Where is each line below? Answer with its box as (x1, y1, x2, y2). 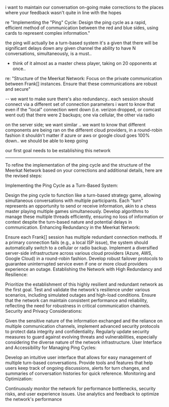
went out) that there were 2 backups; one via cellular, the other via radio (5, 112, 155, 118)
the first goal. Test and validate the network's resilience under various (5, 287, 150, 293)
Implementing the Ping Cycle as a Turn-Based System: (5, 182, 118, 188)
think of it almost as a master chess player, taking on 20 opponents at (12, 60, 157, 66)
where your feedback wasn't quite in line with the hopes (5, 10, 122, 16)
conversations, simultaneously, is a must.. (5, 50, 92, 56)
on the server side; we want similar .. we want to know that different (5, 122, 146, 127)
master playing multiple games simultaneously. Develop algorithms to (5, 209, 149, 214)
